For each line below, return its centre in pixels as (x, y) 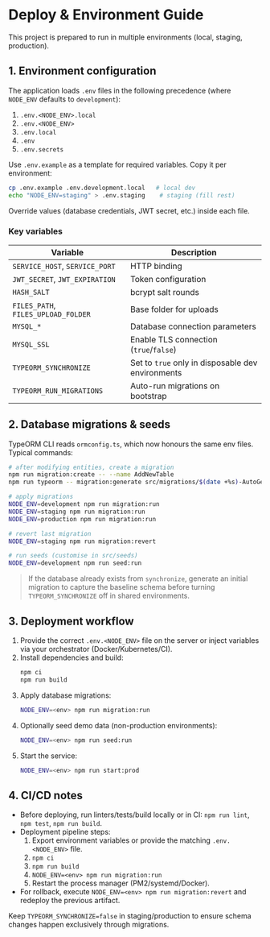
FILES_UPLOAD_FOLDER (51, 314)
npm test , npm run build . (61, 823)
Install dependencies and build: (72, 657)
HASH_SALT (31, 292)
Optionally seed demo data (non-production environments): (119, 725)
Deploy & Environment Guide (106, 15)
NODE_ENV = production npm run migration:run (82, 519)
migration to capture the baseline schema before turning (121, 587)
